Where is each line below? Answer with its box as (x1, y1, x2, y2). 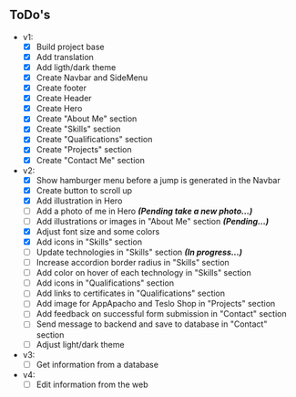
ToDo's (9, 7, 51, 23)
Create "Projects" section (36, 144, 132, 155)
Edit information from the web (36, 379, 148, 390)
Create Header (36, 93, 93, 104)
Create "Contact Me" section (36, 154, 146, 165)
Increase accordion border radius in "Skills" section (36, 257, 230, 268)
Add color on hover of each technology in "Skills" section (36, 267, 252, 278)
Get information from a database (36, 359, 159, 370)
